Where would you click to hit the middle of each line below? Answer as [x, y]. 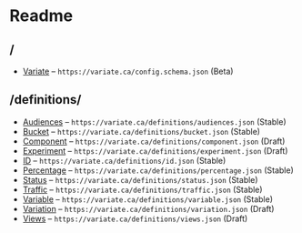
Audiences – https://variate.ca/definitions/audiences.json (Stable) [154, 122]
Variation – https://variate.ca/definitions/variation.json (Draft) [148, 208]
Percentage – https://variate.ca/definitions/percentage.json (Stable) [158, 170]
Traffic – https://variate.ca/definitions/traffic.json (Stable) [142, 189]
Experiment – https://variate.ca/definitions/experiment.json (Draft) [155, 150]
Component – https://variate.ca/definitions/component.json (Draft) [154, 141]
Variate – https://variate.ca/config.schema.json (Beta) [128, 71]
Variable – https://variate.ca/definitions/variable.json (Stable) [148, 199]
